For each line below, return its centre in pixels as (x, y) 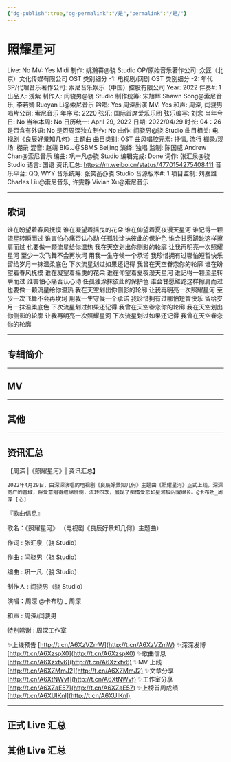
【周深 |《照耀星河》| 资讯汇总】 (53, 470)
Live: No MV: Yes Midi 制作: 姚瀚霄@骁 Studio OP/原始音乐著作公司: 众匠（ (112, 70)
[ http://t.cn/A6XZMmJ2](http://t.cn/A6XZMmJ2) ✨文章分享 (90, 671)
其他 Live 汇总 (37, 751)
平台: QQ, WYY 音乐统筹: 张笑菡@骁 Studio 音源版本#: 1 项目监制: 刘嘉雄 (115, 173)
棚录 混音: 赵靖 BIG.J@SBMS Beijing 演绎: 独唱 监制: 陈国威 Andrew (111, 147)
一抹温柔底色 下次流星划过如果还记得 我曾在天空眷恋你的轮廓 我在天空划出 (118, 307)
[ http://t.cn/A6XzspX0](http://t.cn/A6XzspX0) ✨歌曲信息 (87, 653)
